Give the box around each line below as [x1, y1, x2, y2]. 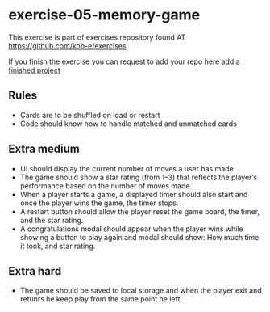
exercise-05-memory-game [8, 6, 200, 24]
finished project [8, 65, 60, 74]
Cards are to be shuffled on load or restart [19, 110, 160, 120]
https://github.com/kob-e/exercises [8, 40, 127, 50]
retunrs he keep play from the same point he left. [19, 294, 183, 304]
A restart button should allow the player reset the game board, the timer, [19, 206, 260, 216]
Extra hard [8, 264, 62, 278]
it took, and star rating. [19, 241, 96, 251]
